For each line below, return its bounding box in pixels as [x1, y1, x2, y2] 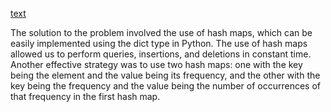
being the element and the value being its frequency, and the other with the [10, 69, 321, 81]
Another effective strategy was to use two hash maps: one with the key [10, 59, 303, 70]
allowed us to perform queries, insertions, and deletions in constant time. [10, 48, 312, 60]
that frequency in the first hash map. [10, 91, 161, 102]
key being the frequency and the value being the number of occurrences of [10, 80, 322, 92]
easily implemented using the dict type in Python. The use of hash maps [10, 38, 308, 49]
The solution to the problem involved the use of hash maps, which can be [10, 27, 313, 38]
